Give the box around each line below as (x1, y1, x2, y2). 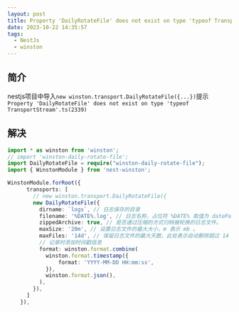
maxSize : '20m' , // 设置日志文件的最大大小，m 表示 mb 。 (38, 226, 198, 233)
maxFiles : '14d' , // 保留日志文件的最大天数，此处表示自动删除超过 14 (38, 232, 229, 239)
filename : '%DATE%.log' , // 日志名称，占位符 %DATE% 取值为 (38, 212, 209, 219)
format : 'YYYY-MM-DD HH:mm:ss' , (58, 259, 154, 266)
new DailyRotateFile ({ (33, 199, 100, 207)
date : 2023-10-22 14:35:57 (7, 24, 87, 31)
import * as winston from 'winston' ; (7, 147, 119, 154)
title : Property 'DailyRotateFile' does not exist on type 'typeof (7, 17, 212, 24)
